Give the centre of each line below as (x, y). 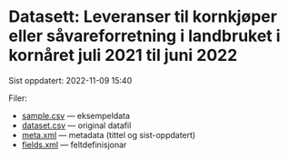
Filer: (18, 98)
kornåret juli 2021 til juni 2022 (123, 55)
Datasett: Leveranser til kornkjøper (143, 17)
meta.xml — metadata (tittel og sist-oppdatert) (109, 134)
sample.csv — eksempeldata (76, 115)
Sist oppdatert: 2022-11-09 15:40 (70, 80)
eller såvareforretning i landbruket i (144, 36)
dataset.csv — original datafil (76, 125)
